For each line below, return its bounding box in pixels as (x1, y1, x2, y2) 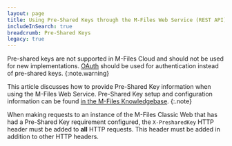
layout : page (7, 10, 45, 17)
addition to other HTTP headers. (7, 132, 99, 141)
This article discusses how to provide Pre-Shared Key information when (7, 83, 212, 91)
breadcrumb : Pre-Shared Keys (7, 29, 91, 36)
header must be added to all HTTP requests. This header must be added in (7, 125, 221, 134)
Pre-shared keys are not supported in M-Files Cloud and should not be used (7, 54, 224, 63)
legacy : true (7, 36, 45, 43)
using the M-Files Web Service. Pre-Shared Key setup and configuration (7, 90, 213, 98)
